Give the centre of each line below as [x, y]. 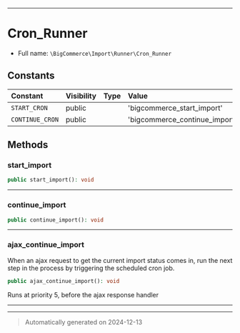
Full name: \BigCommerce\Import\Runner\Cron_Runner [95, 53]
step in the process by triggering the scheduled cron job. [91, 268]
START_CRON [29, 108]
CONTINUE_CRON [35, 119]
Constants [31, 76]
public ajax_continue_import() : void [64, 281]
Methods [28, 145]
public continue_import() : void [55, 220]
